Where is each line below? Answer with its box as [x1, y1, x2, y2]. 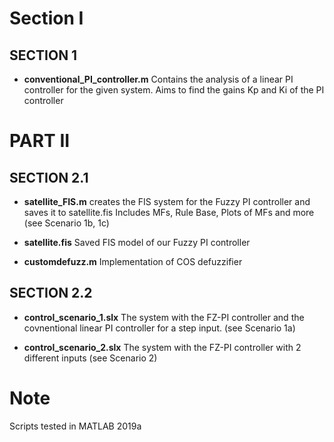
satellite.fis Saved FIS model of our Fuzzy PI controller [23, 237, 251, 248]
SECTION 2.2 [9, 285, 93, 302]
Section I [9, 7, 84, 30]
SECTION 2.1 [9, 169, 89, 186]
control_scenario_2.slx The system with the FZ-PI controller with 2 [23, 341, 302, 353]
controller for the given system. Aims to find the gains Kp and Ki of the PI [23, 84, 325, 96]
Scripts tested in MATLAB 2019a [9, 420, 142, 432]
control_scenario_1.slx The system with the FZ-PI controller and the [23, 311, 305, 323]
